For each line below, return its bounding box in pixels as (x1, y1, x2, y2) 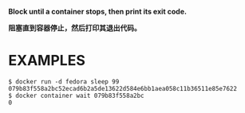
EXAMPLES (8, 52, 85, 70)
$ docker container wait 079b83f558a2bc (8, 92, 145, 99)
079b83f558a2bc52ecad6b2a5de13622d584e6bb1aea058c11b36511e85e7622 (8, 84, 238, 92)
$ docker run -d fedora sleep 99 (8, 77, 120, 86)
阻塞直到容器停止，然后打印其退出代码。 (8, 23, 141, 33)
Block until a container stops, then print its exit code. (8, 7, 188, 16)
